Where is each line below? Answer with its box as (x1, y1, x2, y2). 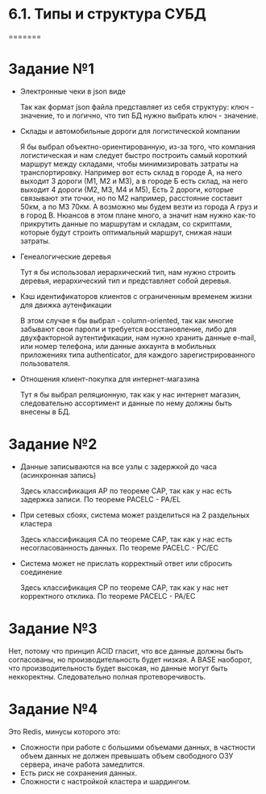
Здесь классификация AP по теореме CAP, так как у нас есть (19, 485, 232, 496)
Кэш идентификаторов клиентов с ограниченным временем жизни (19, 291, 252, 301)
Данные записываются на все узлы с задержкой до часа (19, 461, 218, 472)
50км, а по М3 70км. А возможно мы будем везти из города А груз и (19, 202, 258, 211)
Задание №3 (8, 620, 98, 638)
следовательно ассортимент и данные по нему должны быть (19, 398, 232, 408)
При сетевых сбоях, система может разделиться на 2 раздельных (19, 509, 250, 520)
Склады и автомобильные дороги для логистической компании (19, 126, 240, 135)
